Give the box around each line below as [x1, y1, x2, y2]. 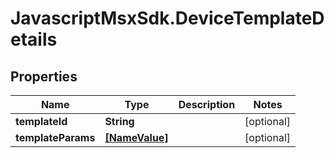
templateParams [15, 131, 96, 144]
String [104, 115, 135, 128]
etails [10, 28, 58, 51]
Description [178, 98, 236, 111]
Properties [10, 68, 78, 85]
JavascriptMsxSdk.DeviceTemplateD [10, 7, 325, 30]
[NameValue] [104, 131, 169, 144]
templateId [15, 115, 68, 128]
